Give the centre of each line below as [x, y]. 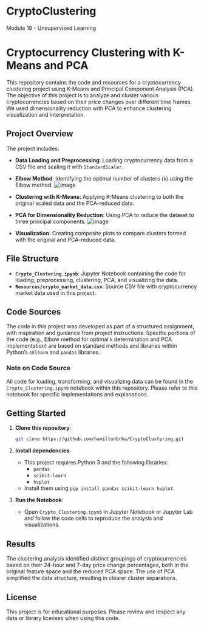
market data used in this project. [56, 292]
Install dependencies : [43, 450]
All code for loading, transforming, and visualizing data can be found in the [100, 381]
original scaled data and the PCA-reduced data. [75, 203]
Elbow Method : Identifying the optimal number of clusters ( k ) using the [104, 178]
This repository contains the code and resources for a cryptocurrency [93, 82]
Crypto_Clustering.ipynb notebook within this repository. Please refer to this [102, 388]
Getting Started [36, 413]
